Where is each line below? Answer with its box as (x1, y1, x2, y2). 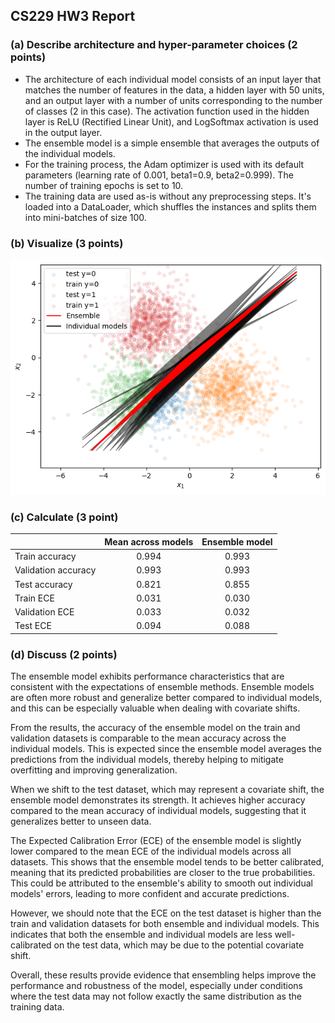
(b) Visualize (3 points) (10, 236, 124, 250)
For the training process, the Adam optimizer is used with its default (24, 158, 305, 170)
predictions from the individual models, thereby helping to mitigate (10, 754, 284, 766)
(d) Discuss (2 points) (10, 647, 118, 661)
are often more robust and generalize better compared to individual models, (10, 692, 323, 704)
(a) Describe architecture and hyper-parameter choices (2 (10, 38, 298, 52)
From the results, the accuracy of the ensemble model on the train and (10, 722, 301, 734)
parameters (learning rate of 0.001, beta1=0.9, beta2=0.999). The (24, 169, 294, 181)
